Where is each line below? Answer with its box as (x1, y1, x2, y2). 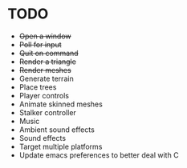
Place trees (18, 82, 57, 92)
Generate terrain (18, 74, 74, 83)
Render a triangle (18, 57, 77, 66)
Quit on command (18, 48, 79, 58)
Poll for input (18, 39, 62, 49)
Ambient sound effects (18, 125, 96, 134)
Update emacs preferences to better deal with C (18, 150, 179, 160)
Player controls (18, 90, 70, 100)
